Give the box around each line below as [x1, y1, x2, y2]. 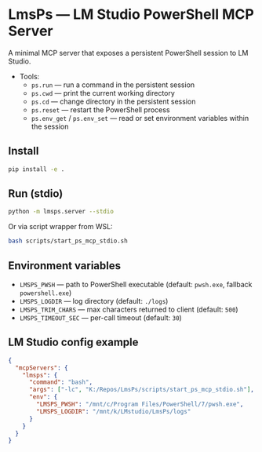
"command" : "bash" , [28, 378, 93, 386]
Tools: [19, 71, 40, 81]
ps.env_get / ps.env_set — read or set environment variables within [31, 113, 249, 122]
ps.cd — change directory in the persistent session [31, 97, 196, 106]
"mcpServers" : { [15, 363, 68, 372]
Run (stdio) [8, 187, 64, 201]
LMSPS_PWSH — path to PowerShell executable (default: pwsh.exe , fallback [19, 280, 253, 289]
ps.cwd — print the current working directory [31, 88, 175, 97]
